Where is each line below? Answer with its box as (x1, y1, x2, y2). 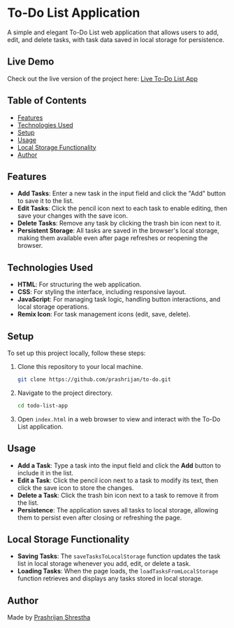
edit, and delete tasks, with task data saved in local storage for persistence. (7, 35, 225, 43)
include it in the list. (17, 468, 74, 477)
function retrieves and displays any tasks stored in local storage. (17, 574, 203, 582)
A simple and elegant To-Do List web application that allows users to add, (7, 28, 219, 36)
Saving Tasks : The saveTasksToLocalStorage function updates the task (17, 552, 221, 561)
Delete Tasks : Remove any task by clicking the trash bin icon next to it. (17, 219, 222, 228)
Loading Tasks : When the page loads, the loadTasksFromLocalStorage (17, 567, 219, 575)
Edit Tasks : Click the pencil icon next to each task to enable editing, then (17, 204, 228, 213)
